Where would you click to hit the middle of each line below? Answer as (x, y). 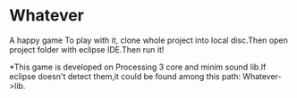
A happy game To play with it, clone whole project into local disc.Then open (148, 40)
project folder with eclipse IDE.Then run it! (87, 49)
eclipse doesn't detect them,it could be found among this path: (125, 76)
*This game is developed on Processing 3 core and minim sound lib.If (138, 67)
